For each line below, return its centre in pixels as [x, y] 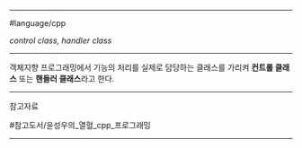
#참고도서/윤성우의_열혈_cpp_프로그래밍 [80, 125]
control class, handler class [61, 40]
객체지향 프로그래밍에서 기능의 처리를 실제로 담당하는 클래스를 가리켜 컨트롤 [142, 67]
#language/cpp [38, 23]
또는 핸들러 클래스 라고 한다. [67, 78]
